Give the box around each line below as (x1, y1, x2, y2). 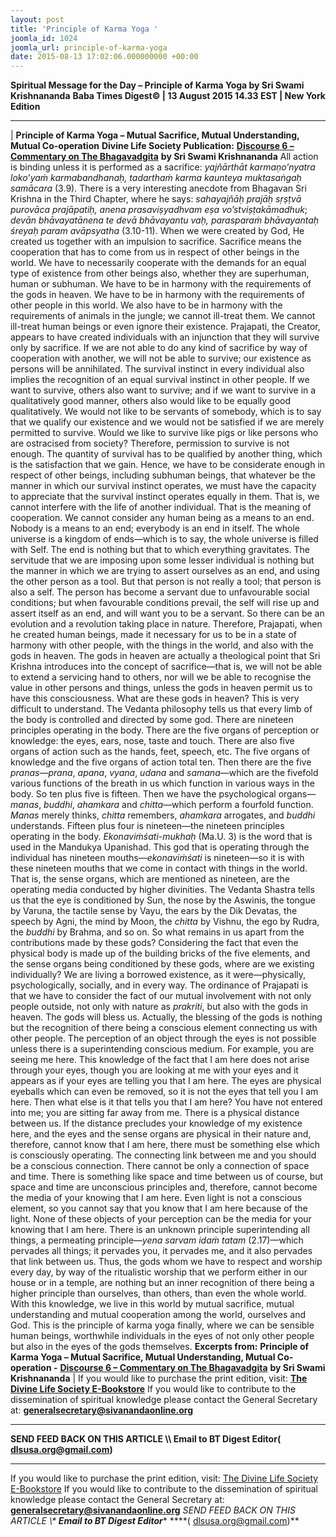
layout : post (10, 14, 65, 25)
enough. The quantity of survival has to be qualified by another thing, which (10, 448, 323, 460)
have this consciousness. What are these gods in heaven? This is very (10, 692, 300, 705)
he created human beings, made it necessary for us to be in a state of (10, 629, 298, 641)
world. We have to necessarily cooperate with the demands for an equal (10, 257, 307, 269)
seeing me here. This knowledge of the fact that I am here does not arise (10, 1054, 310, 1066)
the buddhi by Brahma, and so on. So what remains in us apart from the (10, 926, 305, 938)
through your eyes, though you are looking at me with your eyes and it (10, 1064, 299, 1076)
